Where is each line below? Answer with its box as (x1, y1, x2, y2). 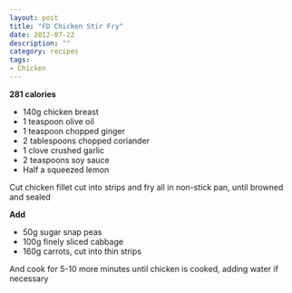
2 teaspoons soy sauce (22, 154, 111, 165)
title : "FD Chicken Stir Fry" (9, 22, 124, 31)
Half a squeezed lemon (22, 164, 110, 175)
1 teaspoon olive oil (22, 115, 95, 127)
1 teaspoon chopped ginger (22, 125, 125, 136)
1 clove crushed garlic (22, 144, 105, 155)
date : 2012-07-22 (9, 30, 75, 39)
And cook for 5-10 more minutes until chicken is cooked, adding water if (9, 263, 279, 274)
